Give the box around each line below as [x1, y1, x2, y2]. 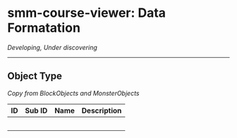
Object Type [7, 70, 62, 82]
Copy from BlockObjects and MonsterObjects [7, 89, 140, 97]
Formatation [7, 20, 81, 36]
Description [81, 106, 122, 115]
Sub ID [25, 106, 48, 115]
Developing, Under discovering [7, 43, 97, 51]
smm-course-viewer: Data [7, 5, 166, 21]
